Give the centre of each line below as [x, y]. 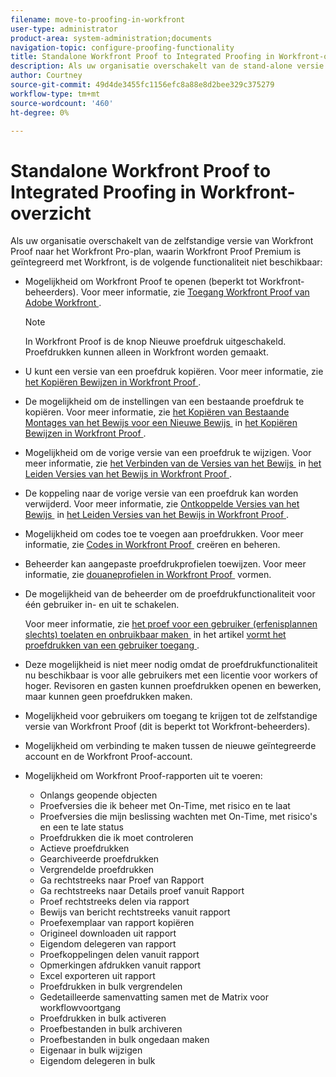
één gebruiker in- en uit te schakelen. [102, 605]
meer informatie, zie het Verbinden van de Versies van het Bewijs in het [173, 463]
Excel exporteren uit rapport [97, 976]
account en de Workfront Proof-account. [108, 757]
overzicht [51, 213]
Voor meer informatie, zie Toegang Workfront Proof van [195, 292]
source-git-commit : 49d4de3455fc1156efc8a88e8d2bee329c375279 [142, 85]
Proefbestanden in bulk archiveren [111, 1029]
